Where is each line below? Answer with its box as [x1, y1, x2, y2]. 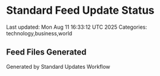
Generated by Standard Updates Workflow [6, 63, 111, 70]
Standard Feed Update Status [6, 4, 155, 17]
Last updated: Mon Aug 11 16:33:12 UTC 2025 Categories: [6, 23, 148, 31]
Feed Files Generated [6, 47, 87, 57]
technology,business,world [6, 29, 73, 37]
